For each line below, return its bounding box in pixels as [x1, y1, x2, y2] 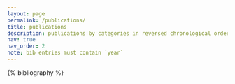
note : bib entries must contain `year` [7, 50, 124, 57]
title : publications [7, 23, 68, 30]
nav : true [7, 36, 36, 43]
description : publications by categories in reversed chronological [7, 29, 211, 37]
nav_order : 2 [7, 43, 45, 50]
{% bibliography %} [7, 68, 64, 77]
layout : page [7, 10, 45, 17]
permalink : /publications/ [7, 17, 86, 24]
